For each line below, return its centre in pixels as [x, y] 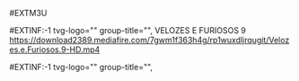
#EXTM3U [28, 13]
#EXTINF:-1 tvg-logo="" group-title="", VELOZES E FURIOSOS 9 [128, 30]
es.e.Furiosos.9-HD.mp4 [55, 49]
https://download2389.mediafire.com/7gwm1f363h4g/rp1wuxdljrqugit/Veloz [149, 40]
